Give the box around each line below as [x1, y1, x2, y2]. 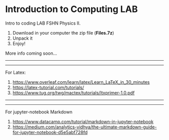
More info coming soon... [5, 50, 57, 56]
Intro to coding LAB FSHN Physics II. [5, 20, 81, 26]
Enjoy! [12, 40, 26, 46]
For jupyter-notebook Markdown [5, 109, 73, 115]
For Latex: [5, 69, 26, 75]
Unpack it [12, 35, 33, 41]
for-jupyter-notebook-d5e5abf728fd [12, 129, 88, 135]
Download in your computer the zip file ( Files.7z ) [12, 30, 114, 36]
